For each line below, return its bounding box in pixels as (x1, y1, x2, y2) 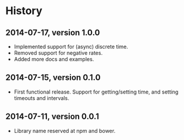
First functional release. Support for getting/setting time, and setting (13, 88, 179, 95)
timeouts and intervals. (13, 94, 70, 101)
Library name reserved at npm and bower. (13, 127, 115, 134)
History (5, 4, 43, 18)
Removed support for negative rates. (13, 49, 103, 56)
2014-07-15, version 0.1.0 (5, 72, 101, 83)
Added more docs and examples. (13, 56, 94, 62)
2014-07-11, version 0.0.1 (5, 112, 100, 122)
